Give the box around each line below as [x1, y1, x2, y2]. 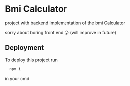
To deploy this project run [5, 57, 58, 63]
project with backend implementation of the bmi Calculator [5, 20, 125, 26]
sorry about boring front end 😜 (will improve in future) [5, 29, 117, 35]
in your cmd [5, 75, 30, 81]
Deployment [5, 43, 44, 52]
